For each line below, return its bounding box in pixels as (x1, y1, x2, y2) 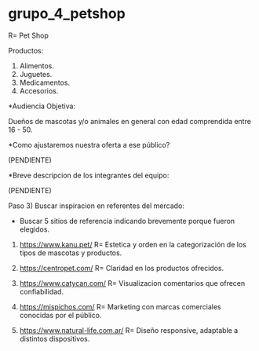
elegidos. (19, 225, 49, 234)
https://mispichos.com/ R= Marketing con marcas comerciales (19, 302, 221, 311)
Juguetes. (19, 69, 53, 79)
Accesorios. (19, 86, 59, 95)
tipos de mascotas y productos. (19, 248, 122, 258)
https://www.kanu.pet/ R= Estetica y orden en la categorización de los (19, 239, 247, 249)
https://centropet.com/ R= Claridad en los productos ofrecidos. (19, 263, 224, 272)
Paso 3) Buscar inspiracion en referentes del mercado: (8, 201, 184, 210)
